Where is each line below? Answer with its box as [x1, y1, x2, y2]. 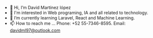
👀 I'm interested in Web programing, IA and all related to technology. [9, 10, 149, 16]
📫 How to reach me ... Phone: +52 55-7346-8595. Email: [9, 20, 126, 26]
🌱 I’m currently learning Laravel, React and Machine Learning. [9, 15, 135, 20]
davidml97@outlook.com [9, 27, 61, 33]
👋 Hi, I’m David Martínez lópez [9, 5, 71, 10]
